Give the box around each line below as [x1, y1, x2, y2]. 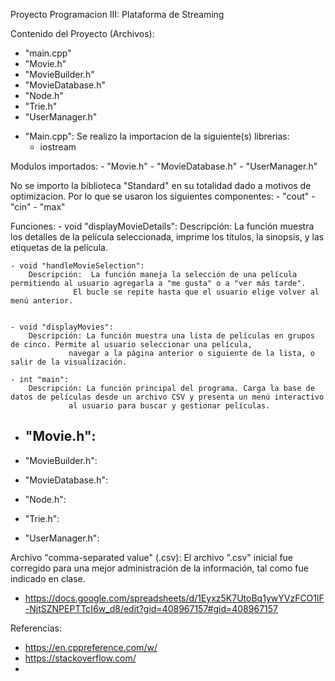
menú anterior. [10, 296, 74, 306]
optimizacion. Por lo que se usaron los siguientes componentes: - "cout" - [10, 190, 316, 202]
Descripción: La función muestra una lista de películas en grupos [28, 331, 315, 341]
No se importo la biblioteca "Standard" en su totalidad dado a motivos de [10, 180, 312, 191]
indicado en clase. [10, 572, 86, 584]
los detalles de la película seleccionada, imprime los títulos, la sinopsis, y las [10, 231, 325, 243]
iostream [39, 141, 77, 153]
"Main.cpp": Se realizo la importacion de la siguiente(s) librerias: [24, 130, 290, 142]
